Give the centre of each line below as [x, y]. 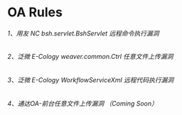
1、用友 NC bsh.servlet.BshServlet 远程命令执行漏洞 [83, 33]
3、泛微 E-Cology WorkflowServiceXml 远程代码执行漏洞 [91, 80]
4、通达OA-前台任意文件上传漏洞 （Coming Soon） [82, 103]
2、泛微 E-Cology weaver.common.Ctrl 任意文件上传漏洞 [90, 57]
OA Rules [35, 12]
